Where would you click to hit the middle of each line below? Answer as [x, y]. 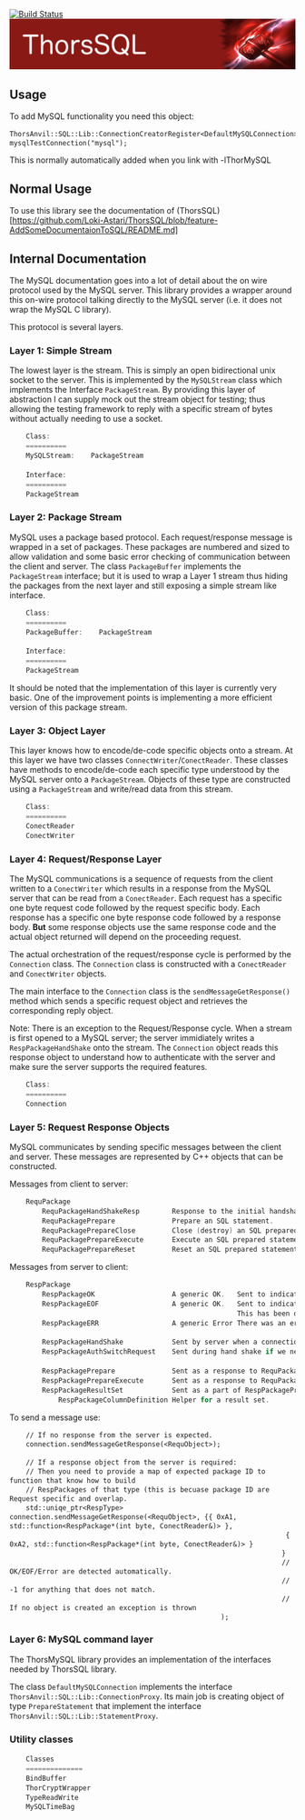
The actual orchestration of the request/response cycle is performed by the [151, 954]
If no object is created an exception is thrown [103, 1608]
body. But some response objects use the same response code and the [143, 926]
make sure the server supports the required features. [108, 1066]
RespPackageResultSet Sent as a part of [142, 1390]
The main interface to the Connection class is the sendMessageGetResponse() [150, 991]
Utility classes [42, 1739]
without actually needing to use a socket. [86, 419]
